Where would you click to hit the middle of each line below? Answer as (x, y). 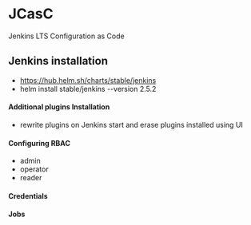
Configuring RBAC (39, 143)
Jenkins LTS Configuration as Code (67, 36)
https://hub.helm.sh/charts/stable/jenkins (88, 80)
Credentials (28, 195)
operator (34, 169)
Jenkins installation (58, 61)
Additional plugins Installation (59, 107)
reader (31, 178)
